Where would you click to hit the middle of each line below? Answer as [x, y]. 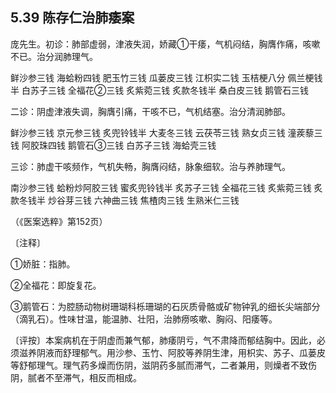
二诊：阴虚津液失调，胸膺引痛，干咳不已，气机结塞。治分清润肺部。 [150, 111]
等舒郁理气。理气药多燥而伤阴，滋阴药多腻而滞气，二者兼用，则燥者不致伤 [163, 365]
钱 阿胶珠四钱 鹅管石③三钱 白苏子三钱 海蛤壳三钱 [113, 145]
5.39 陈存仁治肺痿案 [72, 18]
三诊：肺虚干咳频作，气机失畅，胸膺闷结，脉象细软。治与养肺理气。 [150, 166]
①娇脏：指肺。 [43, 264]
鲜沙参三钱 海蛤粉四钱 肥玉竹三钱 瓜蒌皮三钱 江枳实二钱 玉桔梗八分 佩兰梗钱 [166, 77]
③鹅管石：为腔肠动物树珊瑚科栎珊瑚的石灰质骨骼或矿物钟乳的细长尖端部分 [165, 306]
